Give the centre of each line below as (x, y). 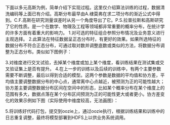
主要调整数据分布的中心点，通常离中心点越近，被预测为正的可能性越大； (89, 81)
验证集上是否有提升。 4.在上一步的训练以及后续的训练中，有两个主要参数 (85, 69)
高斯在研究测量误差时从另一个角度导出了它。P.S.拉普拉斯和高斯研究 (93, 20)
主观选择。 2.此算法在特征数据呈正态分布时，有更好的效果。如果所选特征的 (83, 39)
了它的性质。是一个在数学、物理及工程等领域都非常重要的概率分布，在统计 (83, 26)
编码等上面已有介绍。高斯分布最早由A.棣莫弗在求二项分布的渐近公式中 (82, 14)
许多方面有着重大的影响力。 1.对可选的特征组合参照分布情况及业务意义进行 (87, 33)
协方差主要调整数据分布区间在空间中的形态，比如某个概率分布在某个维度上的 (85, 88)
